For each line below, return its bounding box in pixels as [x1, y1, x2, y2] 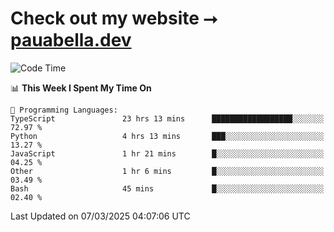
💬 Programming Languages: [10, 105, 118, 115]
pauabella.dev [10, 29, 132, 52]
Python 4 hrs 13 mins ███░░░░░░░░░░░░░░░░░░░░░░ [10, 131, 325, 141]
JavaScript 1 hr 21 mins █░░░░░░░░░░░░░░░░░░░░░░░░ [10, 148, 325, 159]
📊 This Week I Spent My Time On [10, 82, 152, 94]
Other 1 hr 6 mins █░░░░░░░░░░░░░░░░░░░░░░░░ [10, 166, 325, 176]
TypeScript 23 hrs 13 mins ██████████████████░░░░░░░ [10, 113, 325, 124]
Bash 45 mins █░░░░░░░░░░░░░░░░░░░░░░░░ [10, 183, 325, 194]
